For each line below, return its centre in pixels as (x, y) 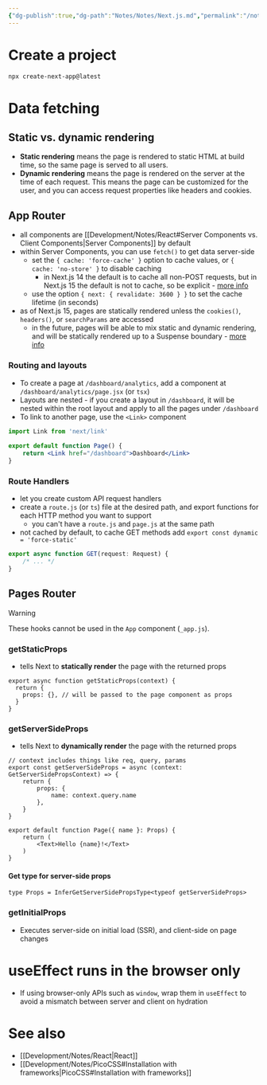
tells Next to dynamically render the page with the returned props (128, 746)
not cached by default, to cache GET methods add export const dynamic (139, 533)
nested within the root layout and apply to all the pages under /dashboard (139, 408)
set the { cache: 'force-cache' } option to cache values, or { (133, 260)
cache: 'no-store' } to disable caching (97, 268)
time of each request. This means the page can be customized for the (134, 182)
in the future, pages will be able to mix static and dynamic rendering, (144, 328)
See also (37, 1033)
